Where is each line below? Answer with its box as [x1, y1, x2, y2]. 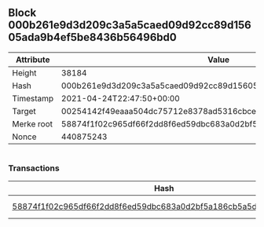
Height [12, 67, 37, 78]
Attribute [15, 54, 50, 65]
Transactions [8, 163, 60, 174]
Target [12, 105, 37, 116]
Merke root [12, 118, 53, 129]
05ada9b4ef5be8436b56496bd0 [8, 31, 177, 44]
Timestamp [12, 93, 54, 104]
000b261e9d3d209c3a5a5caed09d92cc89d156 [8, 19, 251, 32]
